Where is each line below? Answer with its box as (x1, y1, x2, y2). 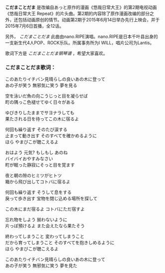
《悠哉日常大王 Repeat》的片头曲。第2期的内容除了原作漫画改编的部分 (5, 10, 150, 16)
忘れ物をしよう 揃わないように (5, 217, 68, 223)
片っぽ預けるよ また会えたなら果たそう (5, 223, 85, 229)
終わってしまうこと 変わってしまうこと (5, 233, 84, 240)
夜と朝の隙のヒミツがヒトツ (5, 173, 62, 179)
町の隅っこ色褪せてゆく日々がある (5, 99, 75, 105)
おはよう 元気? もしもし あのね (5, 150, 68, 156)
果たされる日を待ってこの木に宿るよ (5, 116, 80, 122)
